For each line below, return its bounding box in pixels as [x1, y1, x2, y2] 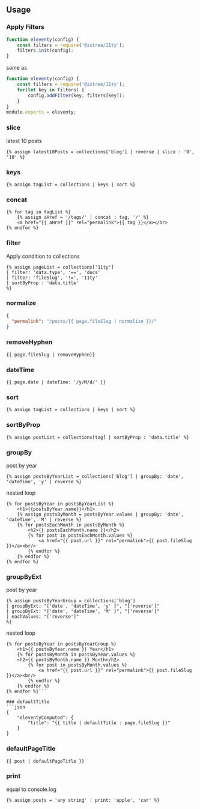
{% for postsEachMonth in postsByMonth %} [17, 522, 125, 528]
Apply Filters [6, 23, 45, 31]
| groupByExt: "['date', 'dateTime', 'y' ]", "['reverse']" [6, 603, 160, 609]
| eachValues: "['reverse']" [6, 614, 79, 620]
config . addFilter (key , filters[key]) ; [28, 93, 125, 99]
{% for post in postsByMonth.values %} [28, 662, 128, 668]
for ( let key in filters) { [17, 87, 85, 93]
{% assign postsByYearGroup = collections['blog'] [6, 598, 136, 604]
